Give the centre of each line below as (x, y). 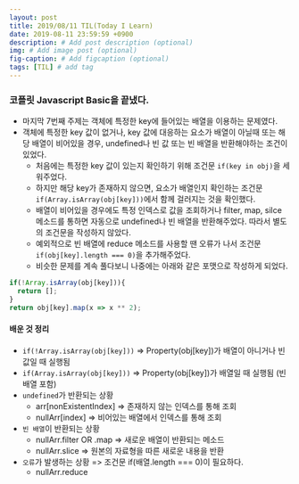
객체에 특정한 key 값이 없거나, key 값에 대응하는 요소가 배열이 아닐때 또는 (149, 132)
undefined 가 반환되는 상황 (68, 395)
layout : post (33, 17)
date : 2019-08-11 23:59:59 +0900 (71, 34)
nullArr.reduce (62, 472)
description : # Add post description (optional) (101, 42)
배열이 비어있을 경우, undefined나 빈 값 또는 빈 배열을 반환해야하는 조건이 (160, 144)
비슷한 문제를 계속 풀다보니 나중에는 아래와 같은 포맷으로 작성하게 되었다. (162, 266)
